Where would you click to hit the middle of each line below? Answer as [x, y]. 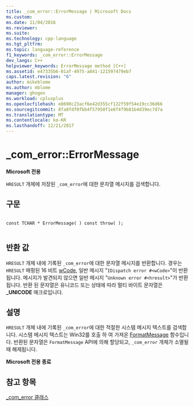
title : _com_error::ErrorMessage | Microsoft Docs [69, 11]
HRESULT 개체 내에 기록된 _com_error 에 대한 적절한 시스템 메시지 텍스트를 [89, 328]
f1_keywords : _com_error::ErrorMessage [54, 55]
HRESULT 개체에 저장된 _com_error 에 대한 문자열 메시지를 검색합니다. [83, 184]
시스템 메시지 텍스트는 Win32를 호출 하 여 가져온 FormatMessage [94, 335]
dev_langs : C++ [24, 60]
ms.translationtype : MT [35, 115]
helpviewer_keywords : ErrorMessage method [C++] [66, 66]
